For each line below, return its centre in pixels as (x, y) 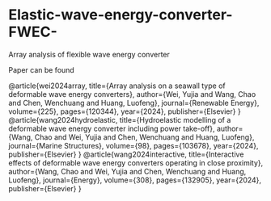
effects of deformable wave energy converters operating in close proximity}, (136, 162)
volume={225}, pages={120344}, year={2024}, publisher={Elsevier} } (125, 111)
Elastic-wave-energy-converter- (121, 15)
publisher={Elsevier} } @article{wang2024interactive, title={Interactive (126, 154)
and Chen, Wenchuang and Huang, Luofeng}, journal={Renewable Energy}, (134, 103)
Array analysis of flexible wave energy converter (89, 54)
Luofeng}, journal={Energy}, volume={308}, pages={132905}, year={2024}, (135, 180)
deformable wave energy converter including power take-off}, (112, 128)
